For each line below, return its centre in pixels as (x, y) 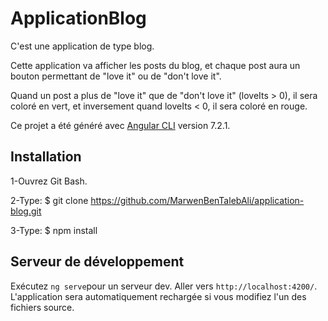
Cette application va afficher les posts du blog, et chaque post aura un (155, 65)
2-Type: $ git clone (49, 200)
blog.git (26, 211)
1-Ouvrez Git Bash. (49, 181)
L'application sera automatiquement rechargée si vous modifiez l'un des (158, 296)
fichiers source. (42, 307)
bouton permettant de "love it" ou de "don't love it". (116, 76)
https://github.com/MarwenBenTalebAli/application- (197, 200)
